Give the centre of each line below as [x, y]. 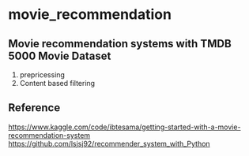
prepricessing [42, 75]
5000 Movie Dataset [60, 56]
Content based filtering [57, 83]
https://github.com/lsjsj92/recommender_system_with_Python [109, 143]
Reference [34, 108]
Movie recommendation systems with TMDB [120, 44]
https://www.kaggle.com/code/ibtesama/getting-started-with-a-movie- [124, 127]
